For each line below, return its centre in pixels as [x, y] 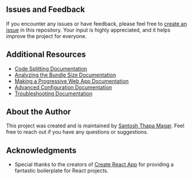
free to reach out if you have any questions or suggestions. [77, 132]
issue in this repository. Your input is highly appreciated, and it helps [88, 30]
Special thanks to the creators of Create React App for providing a [94, 165]
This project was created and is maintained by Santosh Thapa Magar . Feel [95, 126]
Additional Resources [46, 55]
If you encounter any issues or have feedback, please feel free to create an [96, 23]
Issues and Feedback [46, 10]
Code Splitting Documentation [51, 68]
